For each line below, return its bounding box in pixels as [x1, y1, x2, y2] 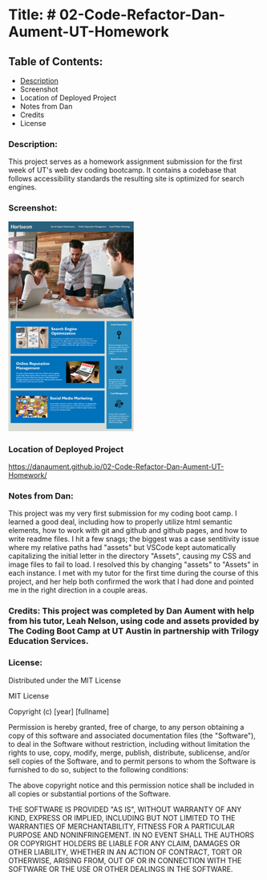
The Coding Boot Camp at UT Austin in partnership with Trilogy [8, 625, 259, 637]
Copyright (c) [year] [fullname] [8, 707, 110, 716]
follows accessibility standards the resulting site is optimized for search [8, 174, 245, 184]
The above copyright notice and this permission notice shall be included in [8, 780, 254, 790]
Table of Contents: [8, 55, 103, 68]
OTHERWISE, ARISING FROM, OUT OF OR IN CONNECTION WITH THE [8, 855, 242, 865]
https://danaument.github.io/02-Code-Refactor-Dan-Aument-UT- [8, 462, 225, 471]
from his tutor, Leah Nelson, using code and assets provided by [8, 616, 260, 627]
